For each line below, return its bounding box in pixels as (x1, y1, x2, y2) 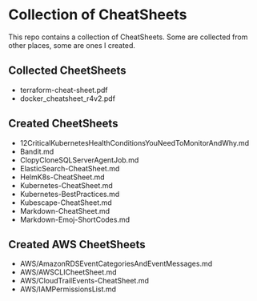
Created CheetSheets (8, 117, 118, 130)
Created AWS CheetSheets (8, 238, 146, 251)
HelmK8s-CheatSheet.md (19, 172, 106, 182)
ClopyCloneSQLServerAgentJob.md (19, 155, 139, 165)
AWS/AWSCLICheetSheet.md (19, 267, 118, 277)
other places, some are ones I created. (8, 40, 136, 50)
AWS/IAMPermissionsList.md (19, 284, 117, 294)
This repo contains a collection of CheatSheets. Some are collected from (8, 32, 248, 42)
